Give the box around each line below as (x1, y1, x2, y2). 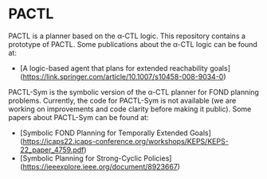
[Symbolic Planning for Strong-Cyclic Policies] (19, 153, 172, 163)
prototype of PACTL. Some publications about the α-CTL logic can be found (8, 39, 257, 49)
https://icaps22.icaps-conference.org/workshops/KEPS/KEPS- (22, 136, 229, 146)
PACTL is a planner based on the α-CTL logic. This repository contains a (8, 31, 245, 41)
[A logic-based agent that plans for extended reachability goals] (19, 63, 231, 72)
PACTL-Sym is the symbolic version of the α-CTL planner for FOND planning (8, 87, 259, 96)
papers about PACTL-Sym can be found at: (8, 112, 149, 122)
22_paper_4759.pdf (19, 145, 84, 154)
